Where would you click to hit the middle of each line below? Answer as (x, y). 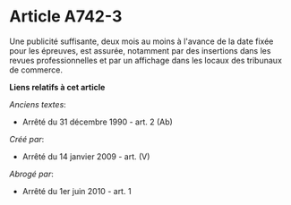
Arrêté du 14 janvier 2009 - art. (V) (86, 156)
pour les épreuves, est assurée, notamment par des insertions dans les (140, 50)
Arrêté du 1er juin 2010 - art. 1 (77, 191)
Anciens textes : (38, 104)
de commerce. (36, 70)
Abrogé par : (31, 174)
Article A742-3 (66, 17)
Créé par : (27, 139)
